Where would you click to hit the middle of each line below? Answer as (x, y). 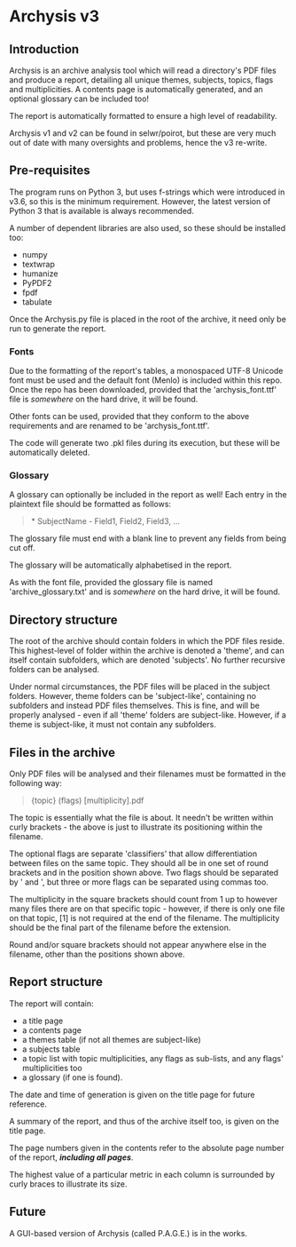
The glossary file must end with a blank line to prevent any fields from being (148, 538)
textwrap (38, 264)
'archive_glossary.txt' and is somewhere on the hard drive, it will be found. (145, 592)
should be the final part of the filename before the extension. (120, 928)
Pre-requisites (50, 171)
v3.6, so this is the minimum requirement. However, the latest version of (140, 201)
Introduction (44, 49)
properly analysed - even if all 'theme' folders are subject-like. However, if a (148, 715)
